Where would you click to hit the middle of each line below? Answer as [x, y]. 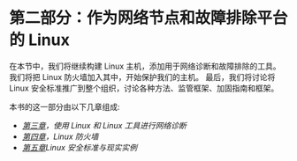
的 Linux [40, 40]
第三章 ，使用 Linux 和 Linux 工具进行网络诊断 [104, 125]
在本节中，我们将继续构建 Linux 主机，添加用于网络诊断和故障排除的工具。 [145, 66]
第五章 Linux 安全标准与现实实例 [80, 147]
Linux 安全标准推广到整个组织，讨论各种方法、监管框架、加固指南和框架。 [144, 88]
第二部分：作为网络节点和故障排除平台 [149, 18]
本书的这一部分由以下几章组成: [65, 106]
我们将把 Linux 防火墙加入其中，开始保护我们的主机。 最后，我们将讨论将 [142, 77]
